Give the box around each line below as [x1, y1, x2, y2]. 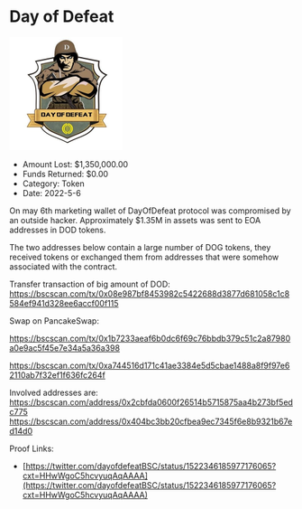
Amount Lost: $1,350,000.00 [22, 158, 129, 169]
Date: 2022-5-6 [22, 187, 81, 198]
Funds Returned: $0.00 [22, 168, 109, 179]
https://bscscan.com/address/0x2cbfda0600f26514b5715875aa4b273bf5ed [9, 396, 293, 408]
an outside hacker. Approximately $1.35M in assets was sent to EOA [9, 214, 261, 225]
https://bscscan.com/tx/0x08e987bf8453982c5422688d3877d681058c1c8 [9, 287, 290, 299]
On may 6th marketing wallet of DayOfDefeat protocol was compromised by [9, 205, 291, 216]
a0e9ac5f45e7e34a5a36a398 [9, 342, 120, 353]
